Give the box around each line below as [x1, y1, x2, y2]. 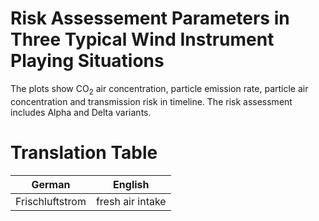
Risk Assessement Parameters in [10, 7, 290, 30]
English [113, 177, 150, 191]
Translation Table [10, 141, 158, 164]
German [31, 177, 71, 191]
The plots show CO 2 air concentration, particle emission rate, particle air [10, 82, 309, 97]
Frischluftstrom [15, 194, 87, 208]
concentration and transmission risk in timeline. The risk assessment [10, 95, 293, 107]
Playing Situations [10, 50, 165, 72]
